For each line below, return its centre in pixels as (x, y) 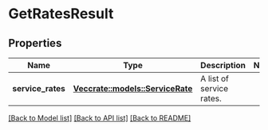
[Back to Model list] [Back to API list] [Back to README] (100, 118)
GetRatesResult (61, 14)
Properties (35, 43)
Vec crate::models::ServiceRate (133, 88)
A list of (215, 78)
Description (223, 65)
